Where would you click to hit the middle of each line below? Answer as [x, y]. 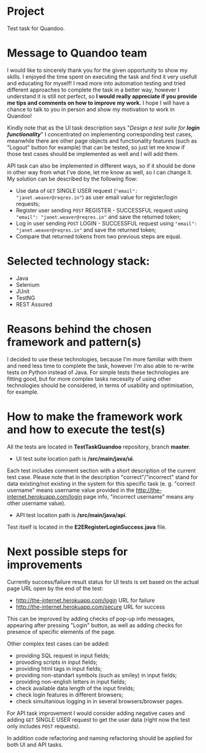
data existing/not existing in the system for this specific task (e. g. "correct [101, 483]
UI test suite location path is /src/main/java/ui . [75, 458]
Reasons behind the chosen [79, 329]
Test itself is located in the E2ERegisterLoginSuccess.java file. [87, 527]
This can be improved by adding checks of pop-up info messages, [91, 618]
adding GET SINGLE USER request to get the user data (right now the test [99, 719]
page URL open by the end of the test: [55, 588]
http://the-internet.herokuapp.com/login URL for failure [85, 600]
